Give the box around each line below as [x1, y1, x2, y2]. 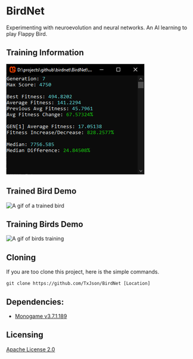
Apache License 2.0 [6, 345, 55, 353]
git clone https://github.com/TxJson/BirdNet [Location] [6, 281, 151, 287]
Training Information [6, 48, 85, 58]
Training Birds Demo [6, 219, 83, 229]
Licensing [6, 330, 43, 340]
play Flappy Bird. [6, 30, 48, 37]
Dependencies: [6, 297, 64, 307]
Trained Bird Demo [6, 186, 77, 197]
